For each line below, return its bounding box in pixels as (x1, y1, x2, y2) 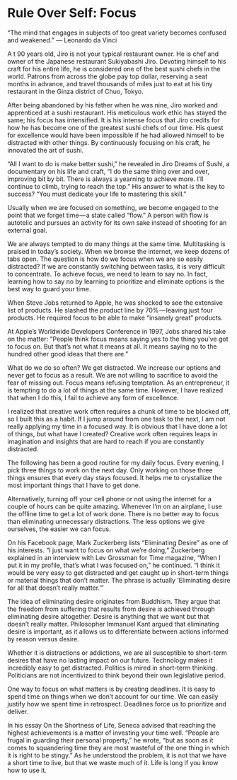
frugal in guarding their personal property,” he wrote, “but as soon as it (7, 735, 214, 744)
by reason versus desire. (7, 634, 80, 643)
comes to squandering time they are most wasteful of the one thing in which (7, 743, 230, 752)
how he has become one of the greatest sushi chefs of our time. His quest (7, 123, 224, 132)
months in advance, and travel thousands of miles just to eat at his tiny (7, 79, 213, 88)
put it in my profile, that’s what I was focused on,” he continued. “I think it (7, 561, 221, 569)
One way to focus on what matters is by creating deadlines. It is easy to (7, 685, 216, 693)
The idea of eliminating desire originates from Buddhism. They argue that (7, 597, 221, 605)
